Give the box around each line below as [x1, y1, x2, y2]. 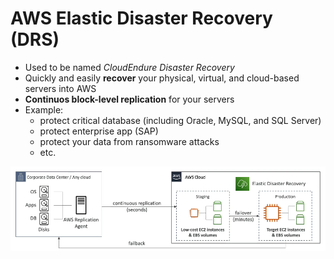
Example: [24, 103, 64, 116]
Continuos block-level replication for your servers [24, 93, 235, 105]
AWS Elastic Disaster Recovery [10, 7, 273, 30]
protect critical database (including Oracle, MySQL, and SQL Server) [39, 114, 322, 126]
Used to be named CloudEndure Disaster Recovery [24, 61, 235, 73]
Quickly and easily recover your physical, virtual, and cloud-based [24, 72, 300, 84]
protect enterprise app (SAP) [39, 125, 159, 137]
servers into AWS [24, 82, 97, 94]
